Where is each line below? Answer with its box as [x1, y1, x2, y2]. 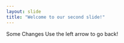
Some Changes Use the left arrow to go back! [6, 30, 118, 37]
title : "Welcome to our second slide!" [6, 14, 106, 20]
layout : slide [6, 8, 42, 15]
